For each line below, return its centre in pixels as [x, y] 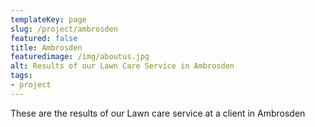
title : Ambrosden [46, 47]
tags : [21, 76]
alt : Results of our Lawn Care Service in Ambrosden [122, 66]
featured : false [44, 38]
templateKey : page [48, 19]
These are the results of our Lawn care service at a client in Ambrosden [158, 113]
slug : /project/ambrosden [64, 29]
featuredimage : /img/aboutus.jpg [80, 57]
